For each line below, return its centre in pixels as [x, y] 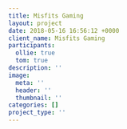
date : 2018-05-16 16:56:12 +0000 [64, 30]
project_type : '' [37, 113]
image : [19, 75]
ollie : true [36, 53]
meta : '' [30, 83]
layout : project [35, 23]
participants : [32, 46]
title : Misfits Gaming [46, 16]
